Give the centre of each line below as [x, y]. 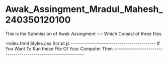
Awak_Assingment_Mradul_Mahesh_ [84, 9]
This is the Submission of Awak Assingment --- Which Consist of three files [83, 33]
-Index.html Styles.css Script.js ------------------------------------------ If [82, 43]
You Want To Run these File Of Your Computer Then [59, 48]
